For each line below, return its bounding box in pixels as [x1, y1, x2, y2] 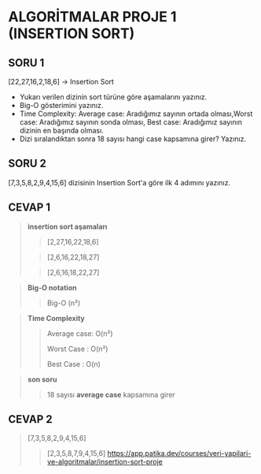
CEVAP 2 [8, 412, 53, 426]
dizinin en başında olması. [19, 126, 104, 135]
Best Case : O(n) [46, 359, 101, 368]
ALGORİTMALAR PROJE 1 [8, 8, 177, 26]
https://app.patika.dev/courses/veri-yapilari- [107, 449, 252, 458]
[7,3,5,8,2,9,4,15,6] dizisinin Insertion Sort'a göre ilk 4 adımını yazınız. [8, 177, 231, 187]
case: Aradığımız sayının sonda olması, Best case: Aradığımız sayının [19, 118, 242, 126]
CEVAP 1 [8, 201, 51, 215]
